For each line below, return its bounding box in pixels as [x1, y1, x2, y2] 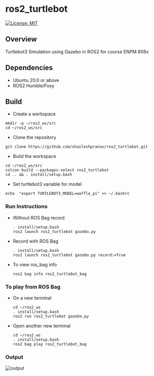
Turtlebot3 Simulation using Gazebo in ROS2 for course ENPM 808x [5, 48, 149, 54]
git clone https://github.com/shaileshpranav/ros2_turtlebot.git [5, 144, 148, 149]
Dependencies [5, 64, 53, 72]
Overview [5, 35, 37, 44]
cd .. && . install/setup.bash [5, 172, 72, 177]
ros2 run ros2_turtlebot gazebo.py [12, 313, 89, 319]
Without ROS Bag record [12, 214, 65, 221]
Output [5, 353, 24, 361]
